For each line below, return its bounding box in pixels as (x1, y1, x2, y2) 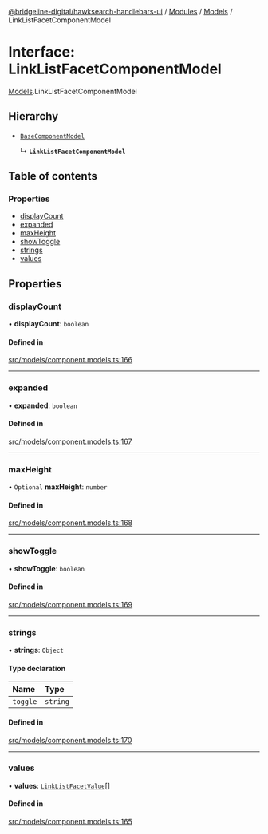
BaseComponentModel (19, 132, 85, 140)
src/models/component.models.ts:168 (8, 518, 133, 528)
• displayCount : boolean (8, 319, 89, 329)
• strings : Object (8, 646, 64, 655)
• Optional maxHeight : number (8, 482, 108, 492)
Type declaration (8, 663, 66, 673)
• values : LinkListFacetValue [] (8, 781, 110, 790)
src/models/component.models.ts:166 (8, 355, 133, 365)
